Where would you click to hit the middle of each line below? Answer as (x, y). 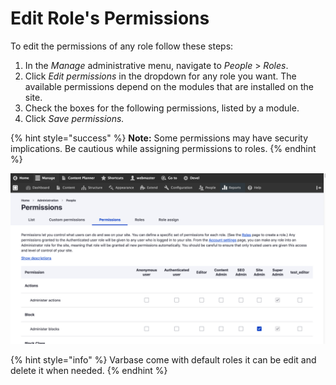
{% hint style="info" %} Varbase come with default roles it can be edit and (163, 359)
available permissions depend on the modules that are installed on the (169, 86)
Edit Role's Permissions (110, 18)
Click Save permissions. (74, 118)
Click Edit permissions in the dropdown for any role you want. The (160, 76)
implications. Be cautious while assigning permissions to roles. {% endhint (163, 148)
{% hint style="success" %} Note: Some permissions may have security (159, 138)
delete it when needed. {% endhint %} (89, 370)
